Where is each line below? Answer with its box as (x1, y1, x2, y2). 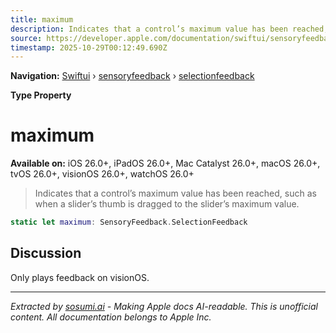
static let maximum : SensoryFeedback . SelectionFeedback (10, 217, 248, 228)
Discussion (10, 245, 82, 262)
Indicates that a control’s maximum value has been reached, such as (34, 187, 317, 200)
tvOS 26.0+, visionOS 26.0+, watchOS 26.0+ (10, 168, 195, 180)
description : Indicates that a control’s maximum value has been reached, (10, 24, 329, 34)
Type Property (10, 89, 72, 101)
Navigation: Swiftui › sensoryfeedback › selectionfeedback (10, 70, 255, 82)
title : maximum (10, 14, 74, 25)
